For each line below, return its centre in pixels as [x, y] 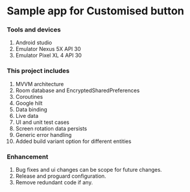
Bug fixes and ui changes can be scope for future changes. [89, 170]
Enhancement [28, 157]
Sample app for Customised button [96, 11]
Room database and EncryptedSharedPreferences [78, 90]
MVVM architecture [40, 84]
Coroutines [29, 96]
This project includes [38, 71]
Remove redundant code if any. [54, 182]
